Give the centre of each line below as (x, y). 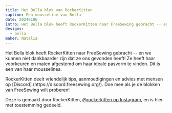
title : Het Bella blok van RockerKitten (49, 10)
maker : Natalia (21, 39)
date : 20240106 (21, 19)
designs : (15, 29)
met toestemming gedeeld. (34, 105)
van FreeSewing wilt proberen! (38, 90)
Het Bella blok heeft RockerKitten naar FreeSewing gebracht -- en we (79, 53)
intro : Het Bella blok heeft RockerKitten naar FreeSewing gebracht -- (83, 24)
